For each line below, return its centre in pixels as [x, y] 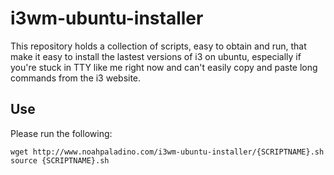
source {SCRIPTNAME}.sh [60, 160]
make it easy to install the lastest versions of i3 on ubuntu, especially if [156, 56]
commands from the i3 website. [76, 78]
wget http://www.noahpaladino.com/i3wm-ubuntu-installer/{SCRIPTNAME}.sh [167, 152]
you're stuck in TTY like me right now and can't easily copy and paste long [164, 67]
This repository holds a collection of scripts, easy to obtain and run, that [158, 46]
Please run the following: [61, 133]
